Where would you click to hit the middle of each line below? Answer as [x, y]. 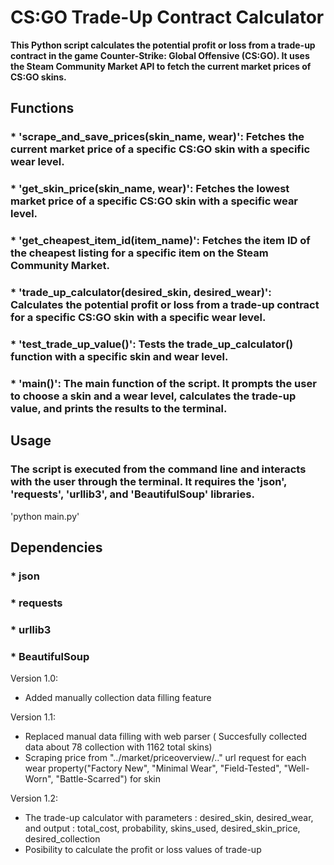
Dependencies [56, 547]
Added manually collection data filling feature [118, 697]
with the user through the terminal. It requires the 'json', [149, 482]
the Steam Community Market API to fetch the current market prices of [161, 66]
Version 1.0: [34, 678]
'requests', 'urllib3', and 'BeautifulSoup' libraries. [132, 494]
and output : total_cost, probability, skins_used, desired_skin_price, [162, 828]
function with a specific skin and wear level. [119, 356]
